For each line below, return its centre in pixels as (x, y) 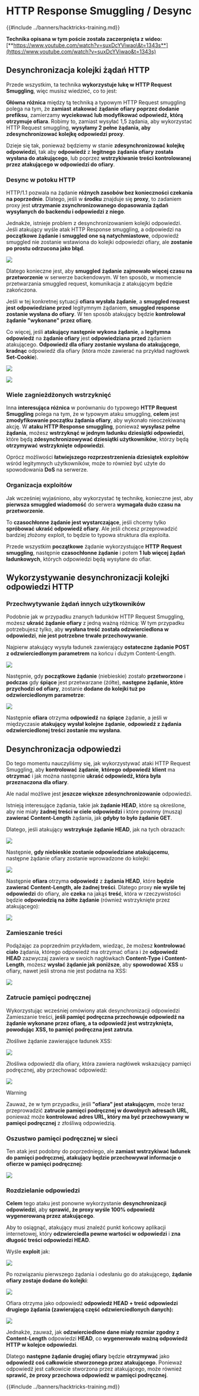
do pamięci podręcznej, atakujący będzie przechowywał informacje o (94, 1158)
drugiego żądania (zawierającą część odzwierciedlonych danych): (90, 1310)
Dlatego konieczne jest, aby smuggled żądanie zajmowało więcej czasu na (99, 271)
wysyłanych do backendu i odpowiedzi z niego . (66, 211)
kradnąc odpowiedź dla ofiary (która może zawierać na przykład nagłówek (98, 351)
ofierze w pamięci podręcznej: (45, 1164)
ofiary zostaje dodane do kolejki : (47, 1281)
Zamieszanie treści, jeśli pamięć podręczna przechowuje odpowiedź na (95, 1016)
